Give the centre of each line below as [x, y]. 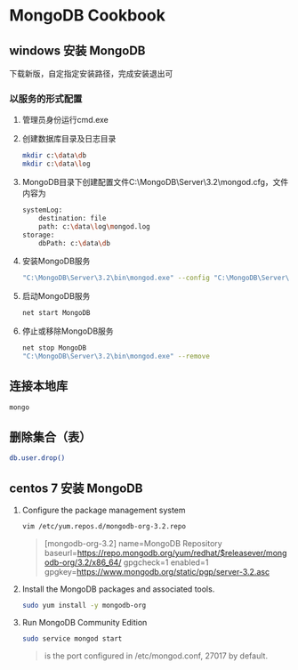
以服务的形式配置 [46, 99]
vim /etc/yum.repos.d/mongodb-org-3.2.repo [104, 527]
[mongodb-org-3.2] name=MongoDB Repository [133, 543]
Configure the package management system [104, 510]
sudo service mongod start [72, 638]
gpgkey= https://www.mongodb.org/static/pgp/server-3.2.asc [157, 571]
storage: [38, 235]
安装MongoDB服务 [56, 261]
